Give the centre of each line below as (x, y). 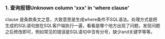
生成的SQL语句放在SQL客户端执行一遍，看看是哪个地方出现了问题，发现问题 (83, 26)
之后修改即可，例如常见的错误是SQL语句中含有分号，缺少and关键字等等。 (80, 32)
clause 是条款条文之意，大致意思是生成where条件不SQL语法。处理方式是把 (81, 19)
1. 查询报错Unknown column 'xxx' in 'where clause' (67, 7)
